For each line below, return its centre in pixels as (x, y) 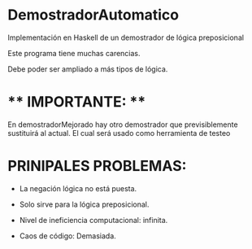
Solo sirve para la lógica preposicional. (84, 204)
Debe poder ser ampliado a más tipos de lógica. (88, 69)
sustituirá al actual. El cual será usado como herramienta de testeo (119, 133)
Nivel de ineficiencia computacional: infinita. (93, 220)
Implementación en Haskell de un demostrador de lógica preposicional (126, 37)
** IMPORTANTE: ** (77, 102)
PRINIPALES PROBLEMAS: (97, 166)
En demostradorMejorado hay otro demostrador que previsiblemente (123, 124)
